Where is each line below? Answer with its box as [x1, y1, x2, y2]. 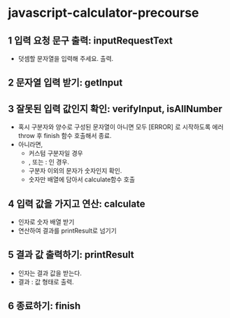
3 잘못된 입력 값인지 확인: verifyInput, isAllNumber [8, 103, 223, 115]
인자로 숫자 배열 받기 [17, 218, 75, 226]
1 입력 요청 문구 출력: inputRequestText [8, 34, 173, 46]
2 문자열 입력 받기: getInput [8, 77, 123, 89]
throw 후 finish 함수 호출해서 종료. [17, 132, 112, 140]
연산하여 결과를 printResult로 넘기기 [17, 226, 117, 235]
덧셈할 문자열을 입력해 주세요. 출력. [17, 55, 114, 62]
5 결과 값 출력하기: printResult [8, 249, 135, 261]
